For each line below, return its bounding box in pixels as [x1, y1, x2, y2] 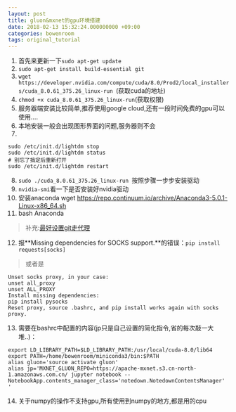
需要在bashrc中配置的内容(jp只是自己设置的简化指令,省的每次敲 [18, 324, 202, 333]
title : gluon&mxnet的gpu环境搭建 [8, 17, 100, 24]
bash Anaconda [18, 209, 64, 218]
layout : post [8, 10, 46, 18]
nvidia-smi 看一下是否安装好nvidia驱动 [18, 185, 129, 193]
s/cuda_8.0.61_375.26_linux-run [18, 88, 113, 95]
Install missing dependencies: [8, 292, 100, 300]
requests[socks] [18, 247, 66, 254]
